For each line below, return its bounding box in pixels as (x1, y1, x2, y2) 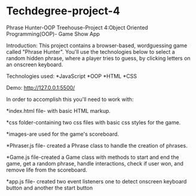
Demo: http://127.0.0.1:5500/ (6, 84, 75, 91)
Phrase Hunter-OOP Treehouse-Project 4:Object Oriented (6, 24, 148, 31)
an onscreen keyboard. (6, 61, 63, 68)
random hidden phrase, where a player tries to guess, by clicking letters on (6, 54, 191, 62)
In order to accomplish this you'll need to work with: (6, 96, 134, 103)
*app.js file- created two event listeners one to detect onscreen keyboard (6, 177, 187, 185)
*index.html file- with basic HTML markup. (6, 107, 111, 114)
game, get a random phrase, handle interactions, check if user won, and (6, 160, 184, 167)
